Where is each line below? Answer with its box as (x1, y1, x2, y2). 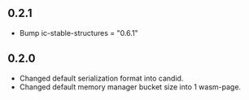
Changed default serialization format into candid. (19, 73, 184, 83)
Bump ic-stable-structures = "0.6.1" (19, 28, 139, 37)
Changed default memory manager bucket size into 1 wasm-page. (19, 81, 242, 92)
